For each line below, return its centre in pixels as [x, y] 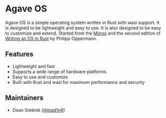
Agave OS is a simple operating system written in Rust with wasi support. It [82, 22]
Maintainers [24, 98]
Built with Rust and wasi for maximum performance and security [78, 82]
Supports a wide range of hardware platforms [59, 71]
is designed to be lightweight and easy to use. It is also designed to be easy [83, 27]
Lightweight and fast [33, 66]
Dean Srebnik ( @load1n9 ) [39, 110]
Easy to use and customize [40, 77]
